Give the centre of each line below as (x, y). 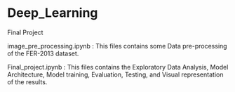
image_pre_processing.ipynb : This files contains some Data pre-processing (117, 46)
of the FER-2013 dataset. (43, 53)
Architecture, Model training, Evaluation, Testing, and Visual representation (115, 74)
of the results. (27, 81)
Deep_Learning (53, 13)
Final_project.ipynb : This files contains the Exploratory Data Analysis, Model (118, 67)
